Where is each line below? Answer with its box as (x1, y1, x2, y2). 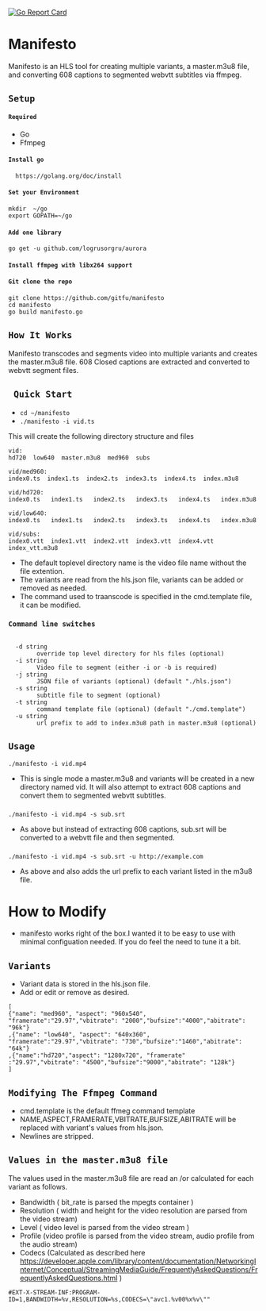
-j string (15, 671, 47, 679)
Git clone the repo (8, 278, 73, 286)
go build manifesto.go (8, 308, 83, 316)
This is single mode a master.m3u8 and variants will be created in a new (19, 774, 255, 783)
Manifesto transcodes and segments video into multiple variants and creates (8, 348, 258, 358)
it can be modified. (19, 600, 82, 609)
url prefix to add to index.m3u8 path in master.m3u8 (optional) (36, 719, 257, 727)
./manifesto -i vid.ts (19, 417, 95, 425)
